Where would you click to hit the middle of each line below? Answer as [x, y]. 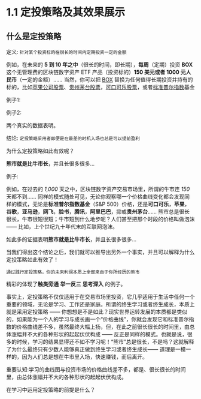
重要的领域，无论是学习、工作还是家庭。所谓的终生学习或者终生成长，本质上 [100, 304]
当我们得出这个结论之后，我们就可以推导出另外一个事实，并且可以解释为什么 [100, 252]
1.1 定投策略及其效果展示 [66, 12]
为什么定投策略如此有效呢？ [40, 151]
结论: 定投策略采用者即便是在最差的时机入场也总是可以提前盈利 [73, 138]
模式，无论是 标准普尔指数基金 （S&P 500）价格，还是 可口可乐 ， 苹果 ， [103, 204]
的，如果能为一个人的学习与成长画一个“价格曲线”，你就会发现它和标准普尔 [98, 319]
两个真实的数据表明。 [32, 125]
